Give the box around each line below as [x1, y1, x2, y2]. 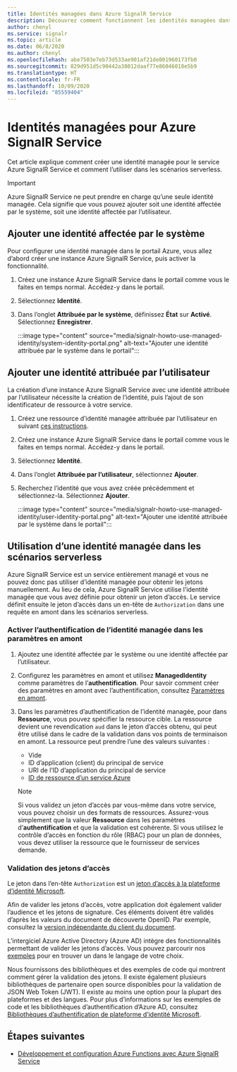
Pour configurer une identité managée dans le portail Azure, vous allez [7, 246, 212, 255]
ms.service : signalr [7, 30, 68, 37]
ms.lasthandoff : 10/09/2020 [7, 83, 90, 90]
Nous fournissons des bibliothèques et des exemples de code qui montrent [7, 966, 226, 974]
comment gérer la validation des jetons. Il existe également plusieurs [7, 973, 207, 981]
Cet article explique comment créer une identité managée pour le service [7, 158, 220, 166]
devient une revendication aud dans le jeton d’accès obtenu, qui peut [17, 722, 217, 731]
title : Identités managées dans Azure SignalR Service [7, 10, 172, 18]
